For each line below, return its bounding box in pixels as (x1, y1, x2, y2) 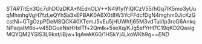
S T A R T (6, 5, 24, 12)
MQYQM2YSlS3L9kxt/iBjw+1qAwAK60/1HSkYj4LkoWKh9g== (6, 31, 158, 38)
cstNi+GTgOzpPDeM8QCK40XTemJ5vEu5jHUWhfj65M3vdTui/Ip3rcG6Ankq (6, 18, 196, 25)
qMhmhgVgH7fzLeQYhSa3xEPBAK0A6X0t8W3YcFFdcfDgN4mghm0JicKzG (6, 11, 196, 19)
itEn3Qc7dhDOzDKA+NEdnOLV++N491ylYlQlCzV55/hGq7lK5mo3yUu (23, 5, 197, 12)
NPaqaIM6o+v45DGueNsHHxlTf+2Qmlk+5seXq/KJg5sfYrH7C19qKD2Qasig (6, 24, 195, 31)
